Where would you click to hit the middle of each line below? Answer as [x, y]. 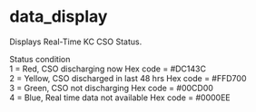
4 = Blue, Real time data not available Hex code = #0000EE [120, 98]
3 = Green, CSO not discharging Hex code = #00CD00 [111, 88]
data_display [59, 17]
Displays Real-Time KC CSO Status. [76, 42]
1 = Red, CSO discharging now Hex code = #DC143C [108, 69]
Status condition [40, 59]
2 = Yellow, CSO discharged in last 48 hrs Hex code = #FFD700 [128, 78]
